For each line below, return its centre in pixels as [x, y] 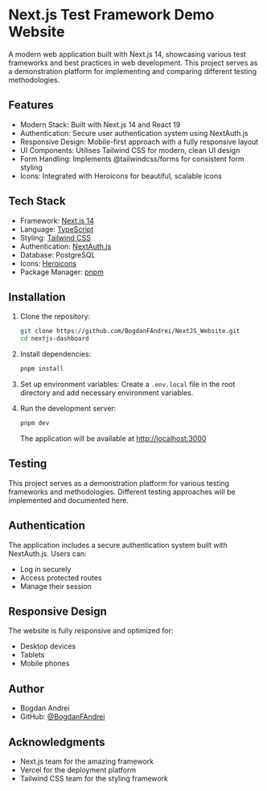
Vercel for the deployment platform [78, 769]
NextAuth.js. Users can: [47, 554]
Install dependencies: [55, 354]
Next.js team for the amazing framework [87, 761]
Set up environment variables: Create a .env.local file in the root [127, 384]
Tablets [32, 655]
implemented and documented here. [68, 500]
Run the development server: [68, 408]
